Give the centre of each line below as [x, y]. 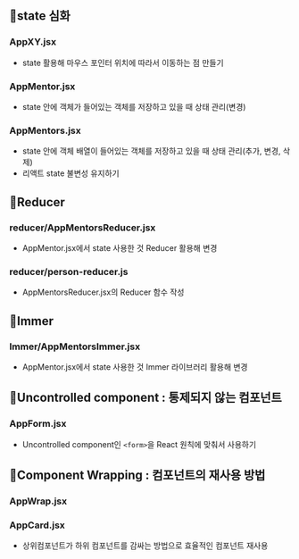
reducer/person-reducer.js [69, 271]
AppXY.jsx [33, 42]
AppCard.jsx [37, 525]
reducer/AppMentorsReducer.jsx [83, 228]
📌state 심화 [40, 16]
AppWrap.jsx [38, 501]
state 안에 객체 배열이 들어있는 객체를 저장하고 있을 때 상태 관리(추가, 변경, [151, 151]
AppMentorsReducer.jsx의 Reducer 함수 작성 [103, 292]
